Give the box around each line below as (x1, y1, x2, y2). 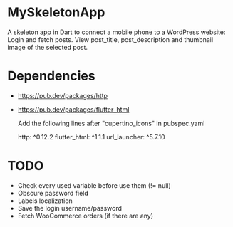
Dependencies (7, 68, 95, 84)
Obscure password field (17, 189, 89, 197)
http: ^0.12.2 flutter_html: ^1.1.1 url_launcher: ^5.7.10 (17, 132, 165, 141)
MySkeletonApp (7, 4, 105, 21)
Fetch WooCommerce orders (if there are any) (17, 211, 154, 220)
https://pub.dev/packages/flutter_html (17, 105, 130, 114)
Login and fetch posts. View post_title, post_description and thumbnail (7, 35, 214, 43)
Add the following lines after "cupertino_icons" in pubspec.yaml (17, 119, 205, 127)
